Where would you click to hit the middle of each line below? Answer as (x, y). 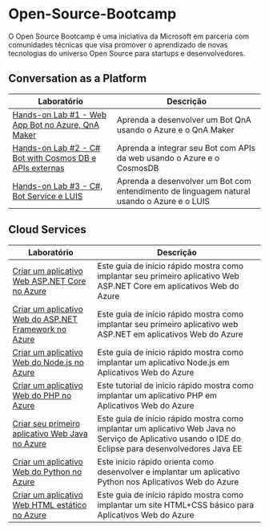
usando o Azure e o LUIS (163, 201)
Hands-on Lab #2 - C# (56, 148)
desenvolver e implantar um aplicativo (169, 472)
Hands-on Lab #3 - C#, (58, 186)
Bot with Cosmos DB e (54, 157)
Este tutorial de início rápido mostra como (175, 385)
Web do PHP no (42, 395)
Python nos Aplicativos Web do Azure (168, 481)
